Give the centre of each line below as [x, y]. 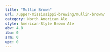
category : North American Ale [36, 19]
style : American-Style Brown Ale [40, 24]
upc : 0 [12, 42]
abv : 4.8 [14, 28]
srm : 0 [12, 38]
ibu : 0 [12, 33]
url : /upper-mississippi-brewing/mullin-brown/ [55, 14]
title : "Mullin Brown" [28, 10]
